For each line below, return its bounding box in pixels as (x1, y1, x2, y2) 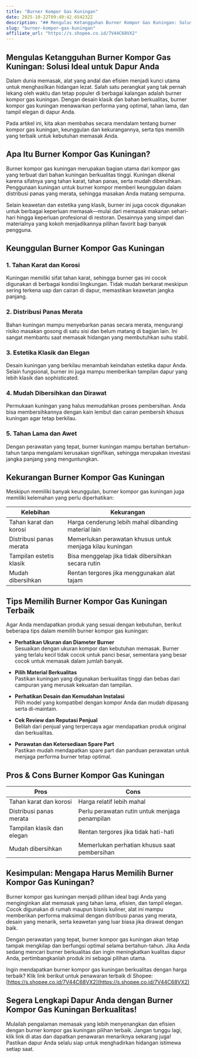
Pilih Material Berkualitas (14, 669, 77, 676)
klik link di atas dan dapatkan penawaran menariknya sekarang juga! (6, 1033, 171, 1040)
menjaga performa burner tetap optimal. (14, 753, 112, 760)
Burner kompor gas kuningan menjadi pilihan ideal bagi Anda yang (6, 893, 167, 900)
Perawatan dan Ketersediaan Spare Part (14, 741, 114, 748)
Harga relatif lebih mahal (78, 798, 145, 806)
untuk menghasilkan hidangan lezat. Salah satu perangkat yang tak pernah (6, 83, 186, 90)
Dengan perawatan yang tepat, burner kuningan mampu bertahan (6, 443, 165, 450)
